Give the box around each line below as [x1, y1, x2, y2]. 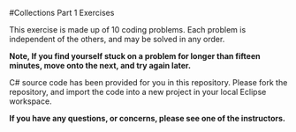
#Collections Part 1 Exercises [9, 8, 115, 18]
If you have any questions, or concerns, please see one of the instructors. [9, 114, 285, 123]
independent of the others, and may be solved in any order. [9, 34, 225, 44]
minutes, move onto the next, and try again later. [9, 61, 192, 70]
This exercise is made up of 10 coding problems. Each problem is [9, 25, 247, 34]
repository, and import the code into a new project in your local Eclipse [9, 87, 267, 97]
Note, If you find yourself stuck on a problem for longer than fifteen [9, 51, 261, 61]
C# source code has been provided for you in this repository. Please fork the [9, 77, 288, 87]
